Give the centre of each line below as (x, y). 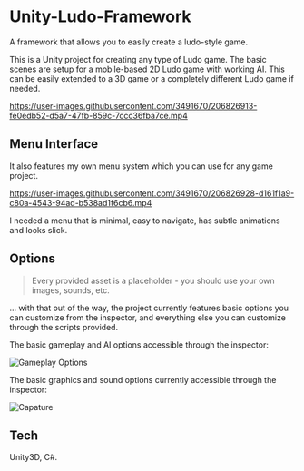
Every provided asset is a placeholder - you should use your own (153, 280)
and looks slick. (39, 230)
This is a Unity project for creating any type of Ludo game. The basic (138, 59)
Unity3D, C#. (34, 457)
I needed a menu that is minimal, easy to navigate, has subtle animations (145, 221)
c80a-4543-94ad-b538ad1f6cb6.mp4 (81, 202)
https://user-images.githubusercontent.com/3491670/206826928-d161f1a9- (152, 193)
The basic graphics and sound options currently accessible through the (143, 379)
